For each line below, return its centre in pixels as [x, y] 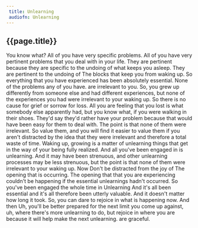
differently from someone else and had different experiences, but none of [95, 93]
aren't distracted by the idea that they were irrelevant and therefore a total [96, 137]
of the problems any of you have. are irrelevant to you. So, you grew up [93, 87]
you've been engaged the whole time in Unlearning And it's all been [89, 188]
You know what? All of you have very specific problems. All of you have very [99, 55]
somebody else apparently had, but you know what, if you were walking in [97, 112]
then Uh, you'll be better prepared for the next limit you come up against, [95, 206]
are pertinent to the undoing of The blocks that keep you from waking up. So [99, 74]
